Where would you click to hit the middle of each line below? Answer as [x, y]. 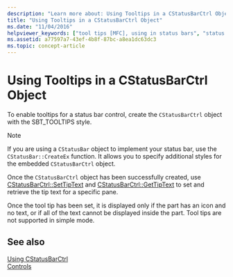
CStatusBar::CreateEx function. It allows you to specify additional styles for [114, 156]
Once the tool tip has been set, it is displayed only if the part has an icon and [116, 205]
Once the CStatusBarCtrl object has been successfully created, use [104, 177]
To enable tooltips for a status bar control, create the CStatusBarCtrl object [115, 114]
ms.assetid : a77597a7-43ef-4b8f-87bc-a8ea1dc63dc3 [82, 40]
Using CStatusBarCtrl [37, 259]
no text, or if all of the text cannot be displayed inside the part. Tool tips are [114, 212]
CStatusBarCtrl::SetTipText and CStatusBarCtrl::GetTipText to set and [106, 184]
